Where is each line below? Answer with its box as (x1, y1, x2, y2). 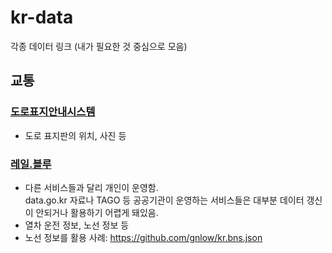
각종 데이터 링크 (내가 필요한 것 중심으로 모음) (10, 40, 188, 52)
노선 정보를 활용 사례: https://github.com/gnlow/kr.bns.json (24, 231, 263, 243)
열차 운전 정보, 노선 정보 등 (24, 219, 130, 231)
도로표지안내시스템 (10, 105, 96, 119)
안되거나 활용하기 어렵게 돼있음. (35, 206, 159, 218)
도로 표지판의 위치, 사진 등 (24, 129, 127, 141)
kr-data (10, 6, 74, 29)
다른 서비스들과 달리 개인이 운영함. (24, 181, 159, 193)
